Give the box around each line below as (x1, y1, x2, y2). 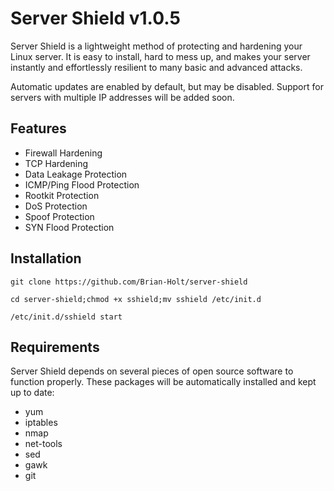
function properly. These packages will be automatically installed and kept (10, 376, 317, 388)
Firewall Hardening (24, 147, 103, 159)
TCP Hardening (24, 157, 89, 169)
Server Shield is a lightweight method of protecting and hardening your (10, 40, 303, 52)
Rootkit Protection (24, 189, 100, 201)
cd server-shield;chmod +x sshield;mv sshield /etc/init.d (10, 294, 262, 304)
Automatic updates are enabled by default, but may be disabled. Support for (10, 80, 324, 92)
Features (10, 120, 67, 137)
